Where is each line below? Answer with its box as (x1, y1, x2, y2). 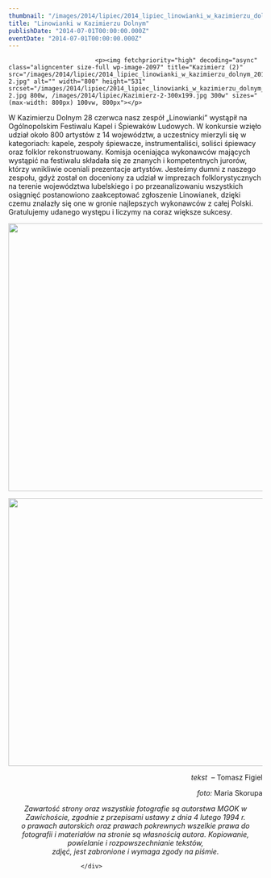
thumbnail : (8, 11, 45, 20)
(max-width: (8, 98, 48, 107)
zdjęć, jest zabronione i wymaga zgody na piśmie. (52, 847, 219, 856)
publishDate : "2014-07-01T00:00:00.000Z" (8, 27, 150, 35)
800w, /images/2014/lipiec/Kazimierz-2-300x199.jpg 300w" (29, 92, 229, 100)
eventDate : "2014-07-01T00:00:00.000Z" (8, 34, 143, 43)
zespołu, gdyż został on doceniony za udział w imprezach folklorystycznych (8, 173, 262, 182)
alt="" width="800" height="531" (33, 77, 147, 86)
